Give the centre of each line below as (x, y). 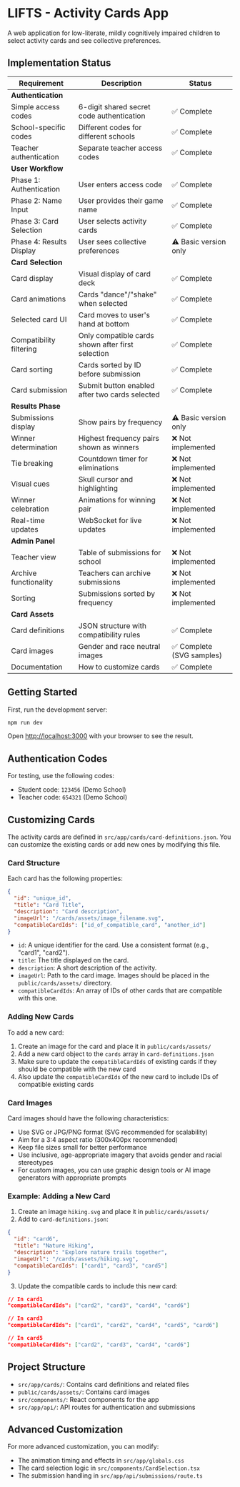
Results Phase (36, 406)
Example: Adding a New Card (59, 1196)
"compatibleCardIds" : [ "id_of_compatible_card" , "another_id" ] (110, 925)
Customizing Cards (51, 820)
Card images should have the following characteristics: (88, 1118)
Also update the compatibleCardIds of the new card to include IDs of (118, 1076)
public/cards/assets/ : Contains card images (84, 1392)
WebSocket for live (110, 520)
